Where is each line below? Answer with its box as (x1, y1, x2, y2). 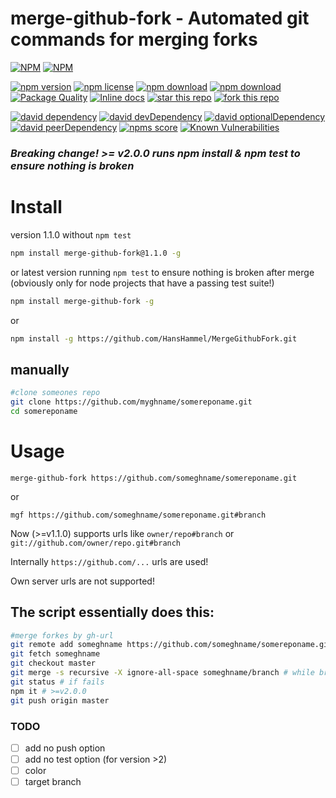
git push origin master (10, 695, 110, 706)
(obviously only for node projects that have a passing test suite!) (10, 277, 275, 289)
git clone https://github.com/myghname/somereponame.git (10, 397, 253, 407)
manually (10, 361, 70, 378)
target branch (24, 776, 82, 788)
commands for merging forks (10, 28, 258, 51)
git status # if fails (10, 677, 105, 687)
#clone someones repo (10, 388, 101, 398)
